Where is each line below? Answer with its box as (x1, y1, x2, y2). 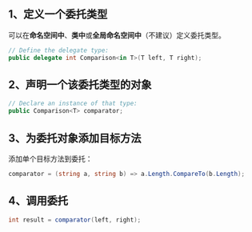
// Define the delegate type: (8, 46, 110, 54)
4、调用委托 (8, 194, 69, 208)
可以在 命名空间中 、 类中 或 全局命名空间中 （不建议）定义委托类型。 (8, 30, 226, 40)
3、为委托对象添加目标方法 (8, 131, 142, 145)
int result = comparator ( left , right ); (8, 215, 142, 224)
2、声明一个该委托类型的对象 (8, 78, 152, 91)
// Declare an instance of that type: (8, 99, 138, 108)
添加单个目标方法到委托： (8, 154, 93, 163)
